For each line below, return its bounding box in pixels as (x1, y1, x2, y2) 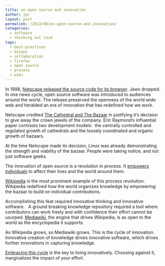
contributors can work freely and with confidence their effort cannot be (5, 208, 152, 215)
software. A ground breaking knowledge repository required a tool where (5, 203, 158, 209)
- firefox (9, 58, 30, 63)
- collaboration (9, 53, 43, 59)
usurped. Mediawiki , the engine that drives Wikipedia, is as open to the (5, 214, 151, 220)
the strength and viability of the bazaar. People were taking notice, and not (5, 148, 159, 154)
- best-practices (9, 44, 46, 49)
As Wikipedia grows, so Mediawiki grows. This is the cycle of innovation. (5, 229, 155, 235)
